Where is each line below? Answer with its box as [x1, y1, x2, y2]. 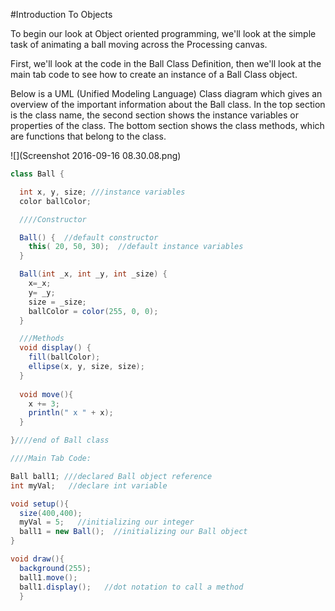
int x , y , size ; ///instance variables [19, 187, 186, 197]
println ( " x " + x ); [28, 408, 114, 418]
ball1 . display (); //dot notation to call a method [19, 582, 244, 592]
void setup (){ [10, 499, 70, 509]
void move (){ [19, 389, 74, 399]
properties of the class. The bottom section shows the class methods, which [10, 120, 325, 131]
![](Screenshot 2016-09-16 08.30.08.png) [10, 150, 182, 161]
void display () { [19, 343, 92, 353]
